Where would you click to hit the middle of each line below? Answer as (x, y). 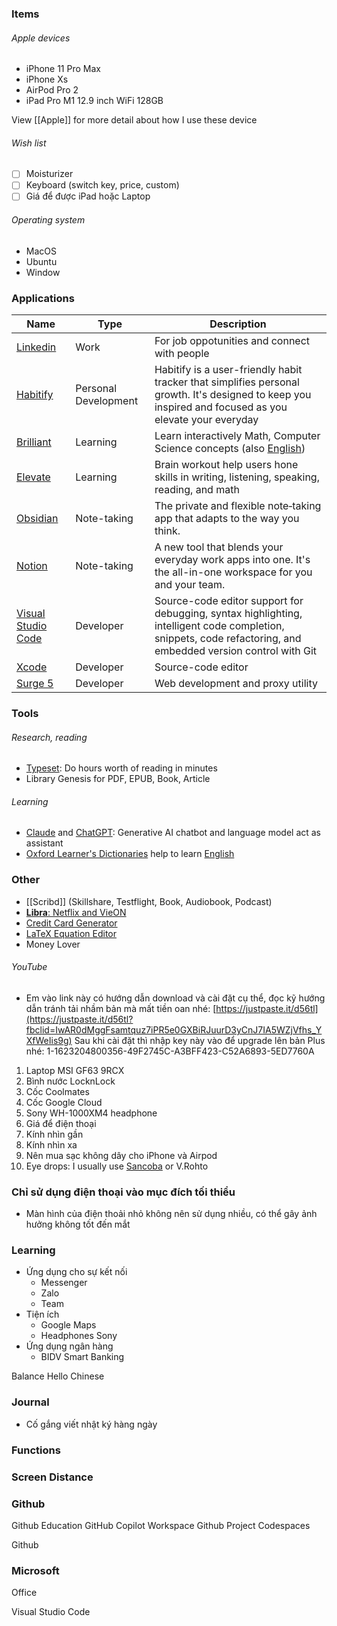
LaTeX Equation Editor (71, 933)
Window (43, 272)
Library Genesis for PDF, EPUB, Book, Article (118, 779)
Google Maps (68, 1325)
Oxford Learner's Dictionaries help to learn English (130, 854)
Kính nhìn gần (54, 1134)
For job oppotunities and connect (232, 341)
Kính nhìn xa (51, 1144)
